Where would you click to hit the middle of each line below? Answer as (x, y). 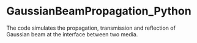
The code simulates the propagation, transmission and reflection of (91, 28)
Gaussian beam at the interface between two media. (72, 34)
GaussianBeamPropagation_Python (99, 11)
